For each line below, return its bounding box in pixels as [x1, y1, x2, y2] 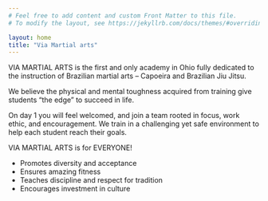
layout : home [8, 33, 52, 41]
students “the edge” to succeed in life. [8, 95, 135, 104]
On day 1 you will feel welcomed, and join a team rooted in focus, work [8, 111, 240, 120]
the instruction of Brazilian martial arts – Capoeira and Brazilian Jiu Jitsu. [8, 71, 247, 81]
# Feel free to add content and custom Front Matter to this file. [8, 11, 238, 20]
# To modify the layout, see [8, 19, 105, 27]
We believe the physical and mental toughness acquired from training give [8, 87, 253, 97]
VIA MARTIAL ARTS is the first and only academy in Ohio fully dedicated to [8, 63, 254, 73]
